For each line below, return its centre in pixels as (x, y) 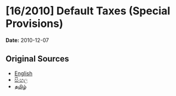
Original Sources (37, 59)
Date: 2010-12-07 (27, 40)
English (23, 73)
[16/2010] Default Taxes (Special (88, 11)
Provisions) (35, 24)
